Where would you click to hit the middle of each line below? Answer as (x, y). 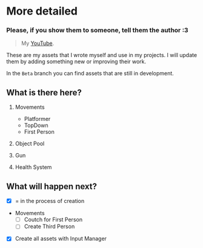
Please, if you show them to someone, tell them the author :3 (98, 30)
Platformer (37, 119)
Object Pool (30, 143)
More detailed (42, 11)
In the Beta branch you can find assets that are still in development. (90, 74)
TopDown (36, 125)
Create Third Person (49, 227)
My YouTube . (38, 43)
